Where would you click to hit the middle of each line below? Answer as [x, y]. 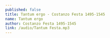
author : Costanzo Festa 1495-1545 [41, 23]
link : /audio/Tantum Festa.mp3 [37, 28]
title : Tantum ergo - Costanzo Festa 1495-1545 [55, 14]
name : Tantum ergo [24, 19]
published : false [23, 10]
